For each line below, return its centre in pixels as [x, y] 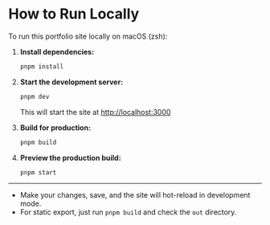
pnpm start [38, 172]
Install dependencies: [57, 51]
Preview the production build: [71, 157]
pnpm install [42, 66]
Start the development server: [72, 82]
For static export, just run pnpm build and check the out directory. [128, 212]
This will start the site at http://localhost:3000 [95, 112]
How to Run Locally [74, 14]
